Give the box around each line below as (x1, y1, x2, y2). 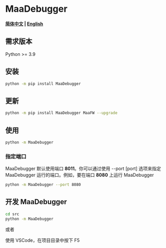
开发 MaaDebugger (5, 198, 67, 206)
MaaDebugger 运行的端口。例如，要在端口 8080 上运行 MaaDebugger (5, 172, 154, 178)
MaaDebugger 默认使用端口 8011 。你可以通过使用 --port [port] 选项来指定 (5, 166, 161, 172)
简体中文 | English (5, 20, 43, 27)
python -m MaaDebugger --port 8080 (5, 182, 81, 188)
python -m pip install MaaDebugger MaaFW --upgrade (5, 111, 117, 116)
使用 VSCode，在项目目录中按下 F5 (5, 237, 80, 243)
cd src (5, 211, 19, 217)
